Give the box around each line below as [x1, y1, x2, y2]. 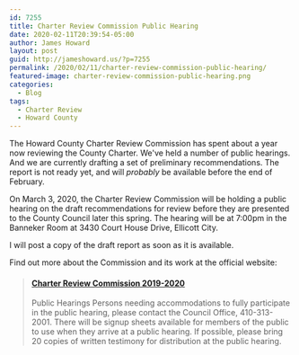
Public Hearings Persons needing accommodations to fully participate [31, 297, 290, 308]
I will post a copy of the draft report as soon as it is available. [9, 240, 234, 251]
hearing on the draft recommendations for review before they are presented [9, 203, 290, 214]
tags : [9, 96, 30, 106]
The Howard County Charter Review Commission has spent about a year [9, 138, 278, 149]
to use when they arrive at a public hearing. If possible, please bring [31, 326, 284, 337]
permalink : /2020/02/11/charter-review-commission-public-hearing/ [9, 64, 268, 73]
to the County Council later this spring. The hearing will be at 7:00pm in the [9, 213, 287, 224]
